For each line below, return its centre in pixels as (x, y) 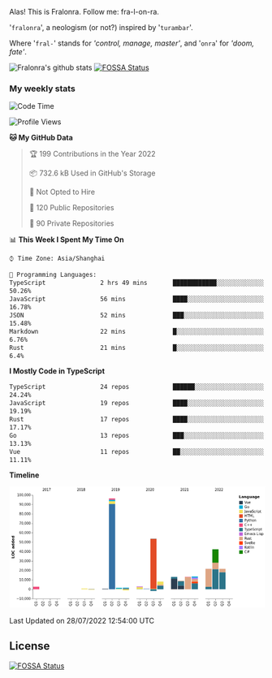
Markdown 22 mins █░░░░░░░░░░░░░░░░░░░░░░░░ (137, 332)
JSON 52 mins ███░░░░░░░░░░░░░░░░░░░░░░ (137, 316)
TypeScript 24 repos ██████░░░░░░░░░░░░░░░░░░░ (137, 387)
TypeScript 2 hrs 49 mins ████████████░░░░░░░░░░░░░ (137, 283)
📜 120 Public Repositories (71, 208)
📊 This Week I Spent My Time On (67, 240)
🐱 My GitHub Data (41, 138)
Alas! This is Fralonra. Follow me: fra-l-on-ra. (84, 12)
